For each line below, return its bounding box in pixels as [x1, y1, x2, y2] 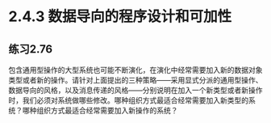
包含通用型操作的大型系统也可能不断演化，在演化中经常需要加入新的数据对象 [8, 66, 263, 74]
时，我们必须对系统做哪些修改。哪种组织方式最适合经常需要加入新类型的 [8, 95, 248, 105]
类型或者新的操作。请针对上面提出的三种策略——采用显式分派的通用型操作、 [8, 75, 263, 85]
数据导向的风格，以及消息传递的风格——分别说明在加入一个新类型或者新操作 [8, 86, 263, 95]
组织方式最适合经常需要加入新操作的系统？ [35, 106, 178, 115]
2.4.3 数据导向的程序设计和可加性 [8, 7, 232, 26]
